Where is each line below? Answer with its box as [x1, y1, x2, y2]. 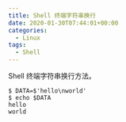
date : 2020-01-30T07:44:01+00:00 [8, 19, 119, 27]
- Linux [15, 33, 41, 42]
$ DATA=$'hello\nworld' [8, 87, 87, 95]
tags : [8, 41, 26, 49]
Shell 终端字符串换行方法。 [8, 71, 97, 80]
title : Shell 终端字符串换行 [8, 11, 97, 20]
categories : [8, 26, 48, 34]
